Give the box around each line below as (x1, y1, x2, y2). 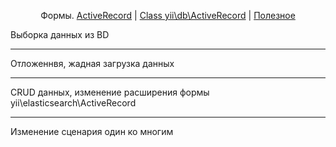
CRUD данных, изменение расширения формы (10, 86, 210, 98)
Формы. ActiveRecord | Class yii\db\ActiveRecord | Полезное (40, 10, 296, 21)
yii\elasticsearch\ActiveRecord (10, 97, 137, 109)
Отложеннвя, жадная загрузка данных (10, 58, 175, 69)
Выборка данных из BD (10, 29, 110, 40)
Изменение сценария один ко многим (10, 126, 174, 137)
